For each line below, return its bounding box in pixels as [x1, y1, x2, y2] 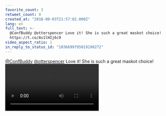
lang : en [5, 21, 23, 26]
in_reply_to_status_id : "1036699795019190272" [5, 44, 104, 49]
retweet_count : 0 [5, 12, 41, 17]
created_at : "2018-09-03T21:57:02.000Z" [5, 16, 91, 21]
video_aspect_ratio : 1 [5, 40, 52, 45]
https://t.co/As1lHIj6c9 [9, 35, 61, 40]
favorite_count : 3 [5, 7, 43, 12]
